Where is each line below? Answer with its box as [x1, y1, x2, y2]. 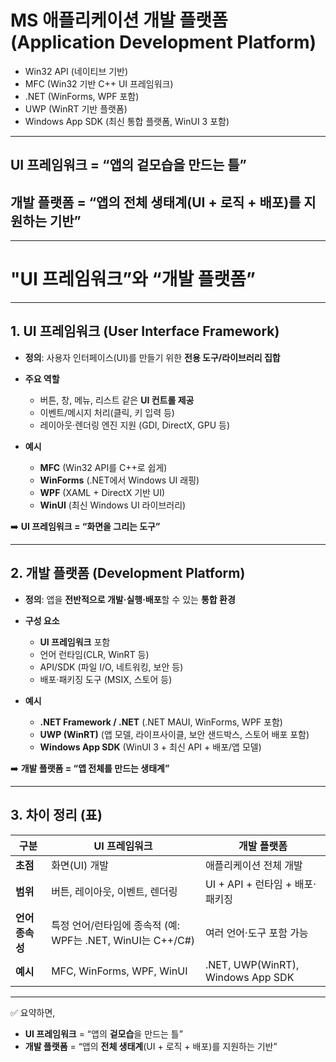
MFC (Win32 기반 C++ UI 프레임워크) [24, 77, 174, 90]
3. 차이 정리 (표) [10, 807, 103, 824]
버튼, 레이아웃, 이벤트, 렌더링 [51, 884, 178, 898]
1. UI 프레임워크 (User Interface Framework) [10, 323, 280, 340]
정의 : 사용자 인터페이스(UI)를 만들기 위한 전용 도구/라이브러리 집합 [24, 351, 281, 363]
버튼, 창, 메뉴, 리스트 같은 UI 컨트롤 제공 [39, 394, 195, 406]
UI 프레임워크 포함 [39, 636, 111, 648]
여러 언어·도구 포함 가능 [204, 926, 309, 940]
